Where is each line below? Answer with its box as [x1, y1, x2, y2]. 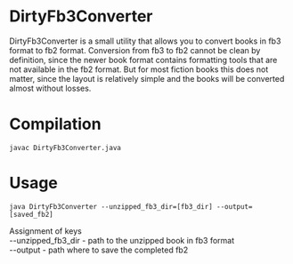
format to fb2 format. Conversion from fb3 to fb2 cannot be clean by [9, 44, 261, 55]
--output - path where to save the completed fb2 [9, 244, 189, 255]
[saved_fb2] [9, 210, 53, 219]
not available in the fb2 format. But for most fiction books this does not [9, 64, 269, 75]
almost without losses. [9, 83, 92, 93]
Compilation [9, 114, 102, 134]
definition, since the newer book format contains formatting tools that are [9, 54, 278, 65]
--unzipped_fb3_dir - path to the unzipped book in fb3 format [9, 235, 235, 245]
